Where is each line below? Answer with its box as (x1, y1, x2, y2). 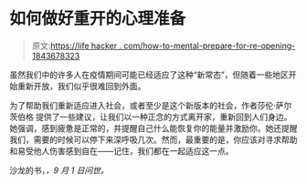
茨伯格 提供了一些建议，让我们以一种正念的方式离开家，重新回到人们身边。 (9, 111, 292, 122)
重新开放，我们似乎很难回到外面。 (16, 80, 146, 91)
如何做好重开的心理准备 (9, 8, 186, 29)
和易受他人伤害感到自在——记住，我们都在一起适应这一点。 (9, 145, 234, 156)
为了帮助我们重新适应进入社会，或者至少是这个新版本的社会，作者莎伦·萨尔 (9, 99, 292, 110)
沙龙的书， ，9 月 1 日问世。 (9, 165, 110, 176)
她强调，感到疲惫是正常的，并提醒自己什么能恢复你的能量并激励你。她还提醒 (9, 122, 298, 133)
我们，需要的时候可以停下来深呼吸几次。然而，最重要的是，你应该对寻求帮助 (9, 134, 298, 145)
